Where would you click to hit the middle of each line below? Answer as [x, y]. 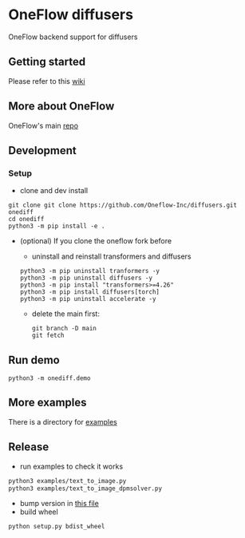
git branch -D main [64, 329]
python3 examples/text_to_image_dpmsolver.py [85, 489]
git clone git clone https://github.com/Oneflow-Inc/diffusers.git [123, 205]
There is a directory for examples [63, 421]
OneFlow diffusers [71, 15]
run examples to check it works [71, 466]
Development [43, 150]
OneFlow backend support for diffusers [73, 37]
